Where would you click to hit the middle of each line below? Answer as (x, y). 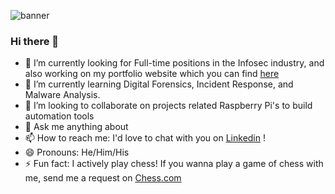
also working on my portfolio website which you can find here (152, 74)
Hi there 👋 (35, 41)
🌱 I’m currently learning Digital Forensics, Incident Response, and (159, 84)
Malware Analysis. (62, 95)
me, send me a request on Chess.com (103, 178)
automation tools (59, 116)
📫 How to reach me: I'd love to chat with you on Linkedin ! (145, 138)
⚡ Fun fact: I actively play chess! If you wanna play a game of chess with (174, 164)
